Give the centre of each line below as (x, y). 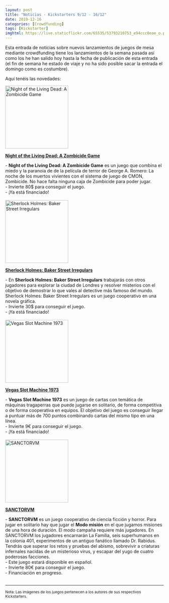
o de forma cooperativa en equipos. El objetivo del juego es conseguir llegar (84, 410)
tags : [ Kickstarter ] (27, 29)
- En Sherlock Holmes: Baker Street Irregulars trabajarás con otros (75, 280)
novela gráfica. (21, 301)
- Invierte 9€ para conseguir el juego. (44, 426)
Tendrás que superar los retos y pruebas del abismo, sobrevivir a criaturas (82, 546)
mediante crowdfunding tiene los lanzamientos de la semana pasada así (80, 53)
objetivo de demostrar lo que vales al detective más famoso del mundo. (79, 290)
